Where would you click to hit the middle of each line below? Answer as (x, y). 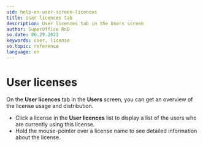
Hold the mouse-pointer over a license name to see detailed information (106, 131)
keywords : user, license (38, 40)
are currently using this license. (55, 124)
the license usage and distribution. (50, 106)
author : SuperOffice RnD (38, 29)
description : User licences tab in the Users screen (75, 23)
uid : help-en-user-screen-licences (52, 12)
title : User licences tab (39, 18)
